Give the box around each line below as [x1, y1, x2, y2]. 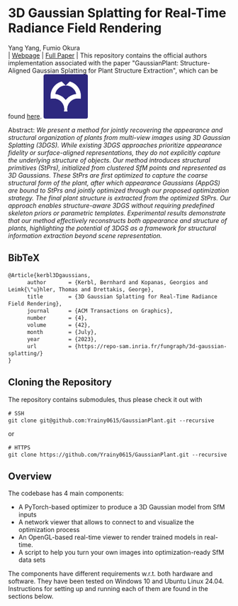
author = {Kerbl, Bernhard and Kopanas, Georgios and [26, 278, 208, 286]
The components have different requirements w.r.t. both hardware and [8, 570, 213, 578]
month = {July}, [26, 328, 98, 335]
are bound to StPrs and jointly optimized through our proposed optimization [8, 186, 229, 195]
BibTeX [8, 252, 40, 264]
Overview [8, 470, 52, 482]
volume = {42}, [26, 321, 91, 328]
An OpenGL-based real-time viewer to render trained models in [18, 533, 203, 541]
